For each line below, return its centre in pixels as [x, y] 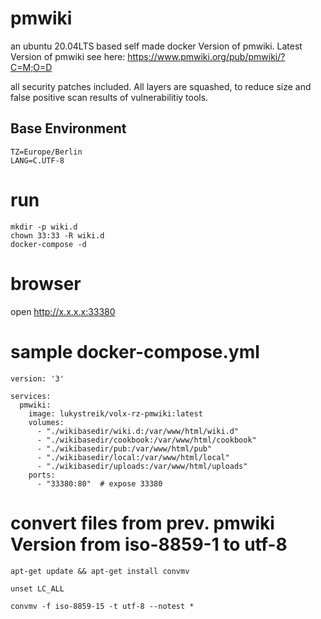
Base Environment [68, 128]
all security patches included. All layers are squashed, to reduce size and [161, 86]
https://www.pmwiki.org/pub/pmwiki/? [206, 56]
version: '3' [37, 378]
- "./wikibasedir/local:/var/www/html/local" [133, 457]
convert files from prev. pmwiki [142, 523]
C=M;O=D [31, 67]
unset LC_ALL [37, 588]
